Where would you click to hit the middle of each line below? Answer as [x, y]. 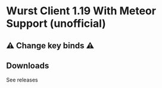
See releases [22, 80]
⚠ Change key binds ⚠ [50, 45]
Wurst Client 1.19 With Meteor [81, 11]
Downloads [28, 66]
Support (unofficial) [56, 23]
